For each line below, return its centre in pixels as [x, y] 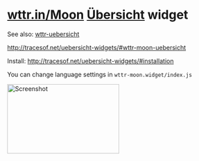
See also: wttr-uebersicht [43, 34]
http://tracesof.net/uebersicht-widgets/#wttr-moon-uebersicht [97, 47]
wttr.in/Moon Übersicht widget [98, 15]
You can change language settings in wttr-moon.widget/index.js [100, 74]
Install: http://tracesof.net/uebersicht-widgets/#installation [90, 61]
